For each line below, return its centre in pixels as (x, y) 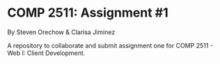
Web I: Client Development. (46, 53)
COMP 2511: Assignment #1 (88, 13)
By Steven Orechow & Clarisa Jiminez (61, 32)
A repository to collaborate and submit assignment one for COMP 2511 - (110, 45)
